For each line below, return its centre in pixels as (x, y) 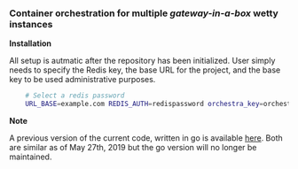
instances (31, 24)
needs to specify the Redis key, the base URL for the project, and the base (145, 70)
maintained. (31, 157)
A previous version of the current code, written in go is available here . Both (146, 138)
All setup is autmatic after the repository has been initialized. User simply (142, 61)
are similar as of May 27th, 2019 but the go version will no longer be (133, 148)
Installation (30, 43)
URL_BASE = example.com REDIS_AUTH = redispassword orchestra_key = (145, 104)
